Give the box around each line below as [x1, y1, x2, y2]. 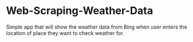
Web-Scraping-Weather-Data [6, 4, 153, 17]
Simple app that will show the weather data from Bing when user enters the [6, 23, 188, 30]
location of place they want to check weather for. [6, 29, 125, 36]
